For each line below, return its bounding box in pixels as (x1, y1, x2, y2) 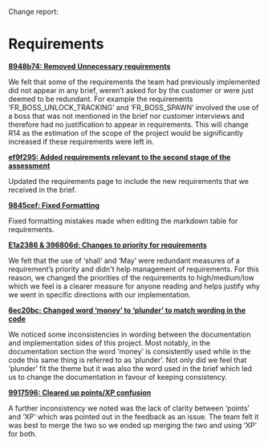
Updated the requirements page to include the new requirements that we (8, 176, 249, 186)
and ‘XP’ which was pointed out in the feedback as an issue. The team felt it (8, 411, 259, 421)
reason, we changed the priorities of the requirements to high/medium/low (8, 272, 255, 282)
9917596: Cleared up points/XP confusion (8, 387, 152, 397)
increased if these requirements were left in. (8, 137, 155, 146)
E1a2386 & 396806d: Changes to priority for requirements (8, 240, 207, 250)
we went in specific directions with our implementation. (8, 289, 191, 300)
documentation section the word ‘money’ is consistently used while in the (8, 346, 251, 356)
